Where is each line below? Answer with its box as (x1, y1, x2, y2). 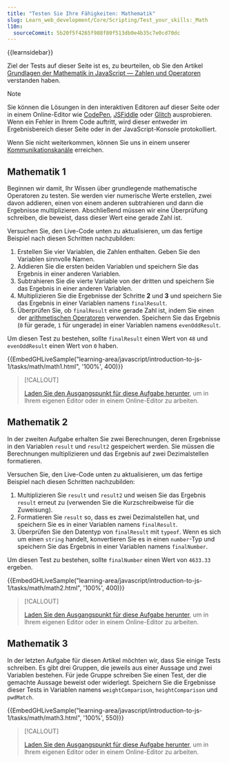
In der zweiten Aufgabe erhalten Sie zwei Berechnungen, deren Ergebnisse (7, 434, 221, 443)
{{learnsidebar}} (7, 48, 54, 57)
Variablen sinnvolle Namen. (17, 255, 95, 263)
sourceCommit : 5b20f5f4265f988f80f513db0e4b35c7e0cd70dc (13, 29, 181, 37)
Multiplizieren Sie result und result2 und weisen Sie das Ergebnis (17, 491, 206, 499)
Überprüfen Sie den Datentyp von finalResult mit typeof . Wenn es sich (17, 528, 221, 536)
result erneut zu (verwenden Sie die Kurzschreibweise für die (17, 498, 195, 506)
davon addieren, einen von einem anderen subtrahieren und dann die (7, 199, 203, 207)
